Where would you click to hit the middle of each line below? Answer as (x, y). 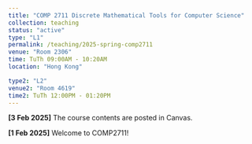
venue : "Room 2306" (40, 52)
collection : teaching (44, 23)
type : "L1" (26, 37)
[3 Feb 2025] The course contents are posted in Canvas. (100, 118)
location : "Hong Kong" (45, 67)
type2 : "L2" (28, 81)
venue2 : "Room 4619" (42, 88)
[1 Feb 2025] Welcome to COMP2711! (69, 133)
